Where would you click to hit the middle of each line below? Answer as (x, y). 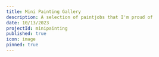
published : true (26, 34)
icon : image (21, 39)
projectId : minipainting (37, 28)
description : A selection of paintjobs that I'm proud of (79, 17)
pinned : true (22, 45)
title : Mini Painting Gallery (44, 12)
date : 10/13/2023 (28, 23)
